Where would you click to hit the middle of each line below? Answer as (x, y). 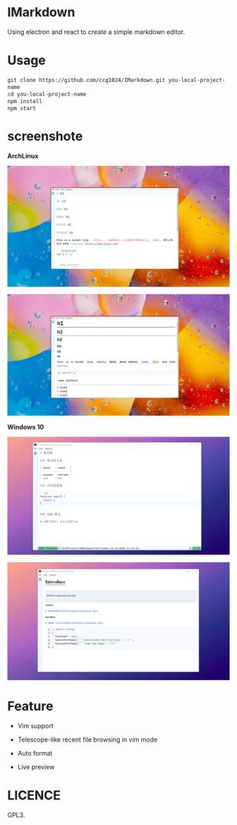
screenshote (45, 137)
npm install (25, 101)
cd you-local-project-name (47, 94)
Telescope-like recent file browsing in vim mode (87, 740)
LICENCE (34, 795)
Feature (30, 706)
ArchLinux (23, 155)
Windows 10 (26, 427)
